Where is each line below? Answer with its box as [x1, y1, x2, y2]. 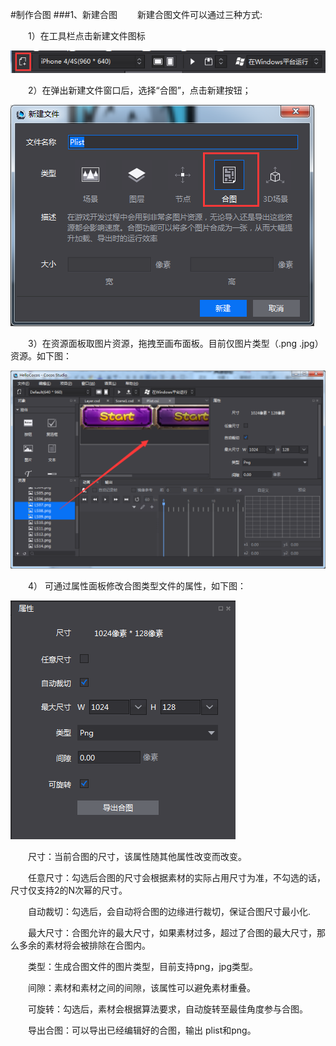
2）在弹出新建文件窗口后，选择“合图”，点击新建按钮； [28, 84, 252, 97]
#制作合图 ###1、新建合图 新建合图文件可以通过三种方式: [10, 9, 263, 20]
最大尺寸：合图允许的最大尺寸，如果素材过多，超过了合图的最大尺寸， [28, 926, 317, 938]
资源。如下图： [10, 350, 72, 362]
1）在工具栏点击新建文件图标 [28, 30, 146, 42]
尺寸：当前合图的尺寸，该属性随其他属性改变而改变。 [28, 850, 247, 862]
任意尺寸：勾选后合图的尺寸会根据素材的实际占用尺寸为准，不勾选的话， [28, 871, 326, 883]
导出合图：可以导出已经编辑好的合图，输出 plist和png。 [28, 1024, 257, 1036]
